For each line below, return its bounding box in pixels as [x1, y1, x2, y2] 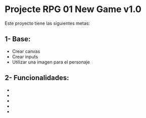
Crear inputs [12, 53, 38, 60]
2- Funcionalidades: [5, 74, 69, 82]
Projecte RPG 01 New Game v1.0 [5, 4, 142, 15]
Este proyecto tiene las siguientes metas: [5, 20, 90, 26]
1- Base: [5, 35, 31, 43]
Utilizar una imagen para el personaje [12, 59, 90, 65]
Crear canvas [12, 48, 40, 54]
